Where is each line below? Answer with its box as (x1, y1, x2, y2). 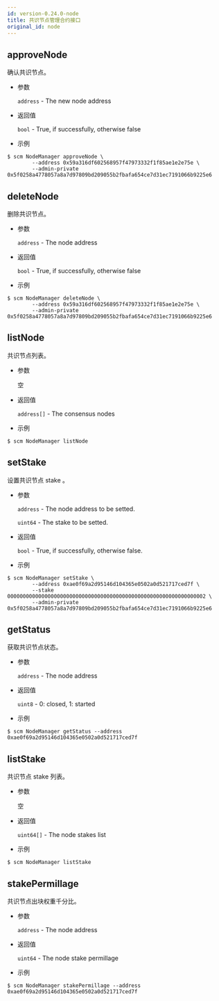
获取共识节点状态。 (7, 643, 62, 651)
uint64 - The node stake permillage (17, 954, 119, 963)
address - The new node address (17, 97, 112, 105)
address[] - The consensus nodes (17, 409, 116, 418)
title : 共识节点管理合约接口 (7, 17, 81, 24)
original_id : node (7, 23, 60, 30)
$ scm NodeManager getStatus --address (7, 728, 123, 735)
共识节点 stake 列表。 (7, 772, 69, 781)
